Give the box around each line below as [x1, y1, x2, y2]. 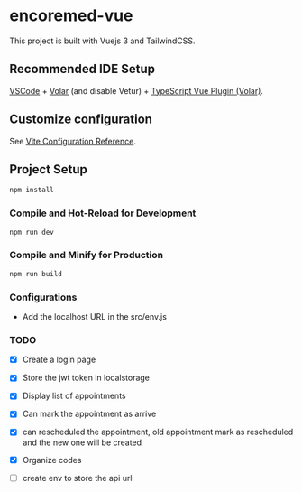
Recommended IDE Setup [9, 61, 156, 77]
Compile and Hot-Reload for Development [9, 207, 197, 219]
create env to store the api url [22, 472, 133, 483]
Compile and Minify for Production [9, 249, 164, 262]
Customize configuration [9, 112, 153, 127]
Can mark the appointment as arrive [22, 408, 157, 420]
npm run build [9, 269, 63, 278]
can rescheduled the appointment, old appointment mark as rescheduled [22, 426, 294, 438]
